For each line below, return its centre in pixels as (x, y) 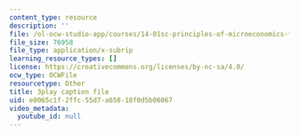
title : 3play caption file (59, 91)
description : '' (39, 26)
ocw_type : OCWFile (43, 75)
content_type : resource (53, 17)
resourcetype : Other (48, 83)
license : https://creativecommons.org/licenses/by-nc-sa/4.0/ (127, 67)
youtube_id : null (49, 116)
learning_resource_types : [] (63, 59)
